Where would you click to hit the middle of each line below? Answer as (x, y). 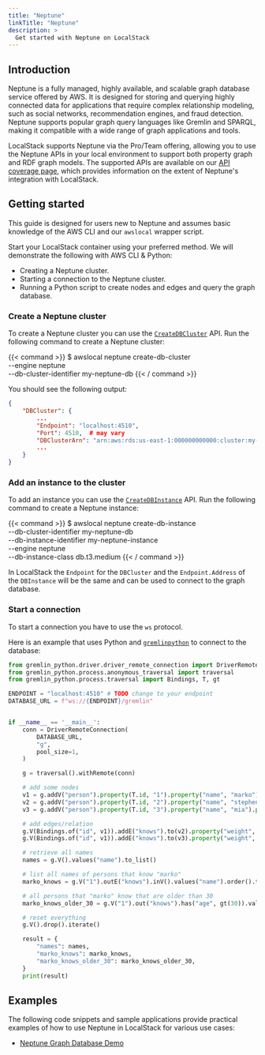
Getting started (47, 204)
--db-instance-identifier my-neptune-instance (83, 540)
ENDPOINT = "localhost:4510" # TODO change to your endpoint (111, 694)
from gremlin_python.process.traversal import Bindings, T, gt (114, 680)
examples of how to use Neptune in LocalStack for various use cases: (121, 1028)
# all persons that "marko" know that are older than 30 (118, 896)
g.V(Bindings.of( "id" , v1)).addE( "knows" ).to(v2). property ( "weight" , (139, 831)
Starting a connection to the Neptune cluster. (93, 279)
